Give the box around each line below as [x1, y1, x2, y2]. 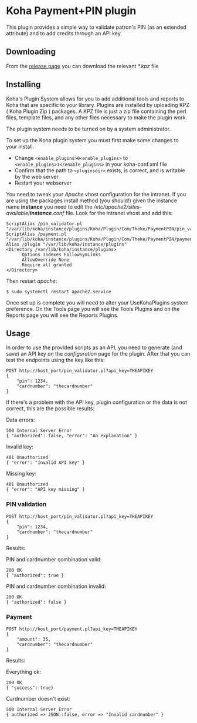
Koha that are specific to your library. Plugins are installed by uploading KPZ [6, 101, 189, 108]
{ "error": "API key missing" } [6, 487, 85, 493]
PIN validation [6, 500, 47, 508]
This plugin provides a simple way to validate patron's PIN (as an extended [6, 24, 186, 31]
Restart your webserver [14, 179, 72, 186]
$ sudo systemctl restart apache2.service [6, 289, 111, 294]
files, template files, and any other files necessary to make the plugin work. [6, 113, 188, 121]
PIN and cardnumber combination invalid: [6, 583, 107, 590]
